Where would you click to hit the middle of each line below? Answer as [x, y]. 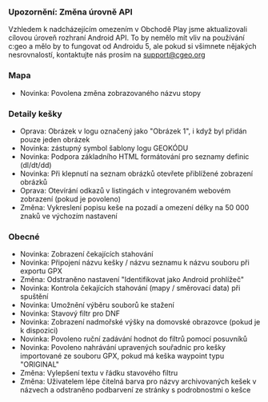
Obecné [24, 237]
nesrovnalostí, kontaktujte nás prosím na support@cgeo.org [107, 55]
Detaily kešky [35, 113]
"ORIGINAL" [40, 364]
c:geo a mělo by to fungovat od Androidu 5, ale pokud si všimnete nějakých [133, 46]
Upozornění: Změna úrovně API [71, 12]
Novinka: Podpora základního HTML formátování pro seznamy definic [134, 156]
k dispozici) [39, 331]
